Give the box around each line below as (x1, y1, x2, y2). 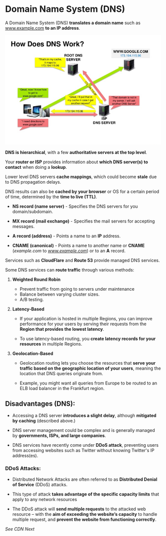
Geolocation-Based (12, 350, 53, 356)
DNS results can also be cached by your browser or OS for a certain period (5, 189, 160, 194)
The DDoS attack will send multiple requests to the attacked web (12, 506, 146, 512)
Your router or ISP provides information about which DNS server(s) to (5, 159, 148, 165)
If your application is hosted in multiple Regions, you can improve (19, 315, 153, 321)
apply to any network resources (12, 496, 78, 502)
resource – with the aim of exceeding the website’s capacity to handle (12, 511, 157, 517)
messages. (12, 223, 35, 229)
